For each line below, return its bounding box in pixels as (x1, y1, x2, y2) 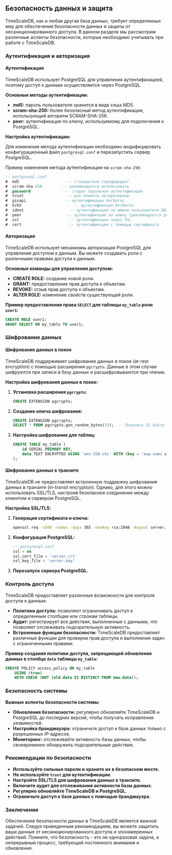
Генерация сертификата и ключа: (12, 515, 89, 521)
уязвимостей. (12, 720, 43, 726)
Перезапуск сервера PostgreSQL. (12, 568, 89, 574)
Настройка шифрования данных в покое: (5, 379, 98, 385)
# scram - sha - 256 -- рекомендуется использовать (5, 184, 130, 189)
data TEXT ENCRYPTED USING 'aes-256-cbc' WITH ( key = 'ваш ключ (22, 452, 162, 457)
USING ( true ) (14, 670, 42, 675)
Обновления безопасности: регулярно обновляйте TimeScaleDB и (12, 709, 160, 715)
